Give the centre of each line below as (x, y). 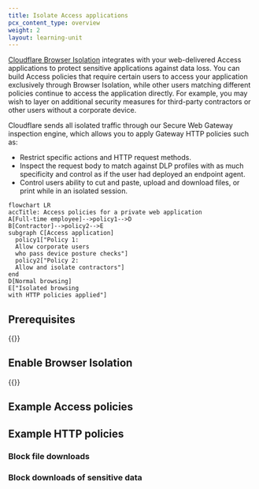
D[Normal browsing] (40, 282)
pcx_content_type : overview (54, 23)
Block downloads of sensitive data (76, 477)
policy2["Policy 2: (47, 261)
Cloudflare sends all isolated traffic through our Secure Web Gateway (121, 125)
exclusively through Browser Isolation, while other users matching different (129, 85)
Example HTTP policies (66, 433)
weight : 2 (24, 30)
